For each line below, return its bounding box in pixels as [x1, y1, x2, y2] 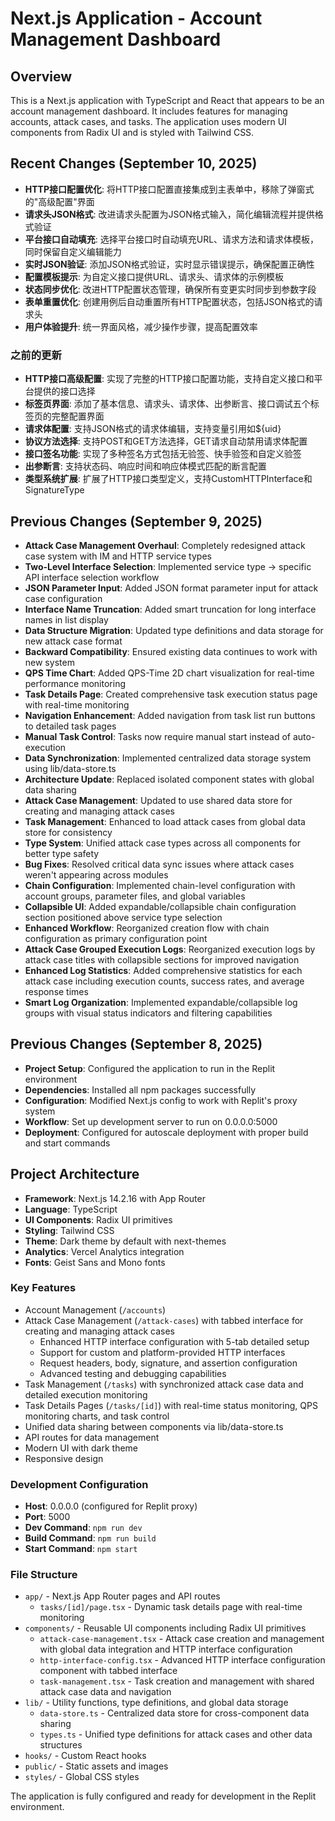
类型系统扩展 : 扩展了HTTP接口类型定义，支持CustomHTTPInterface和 [24, 473, 313, 485]
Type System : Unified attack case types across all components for [24, 837, 301, 849]
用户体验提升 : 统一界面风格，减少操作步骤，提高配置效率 [24, 320, 258, 332]
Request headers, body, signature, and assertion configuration [39, 1357, 298, 1369]
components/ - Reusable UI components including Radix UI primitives [24, 1622, 307, 1634]
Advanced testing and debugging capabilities [39, 1367, 227, 1379]
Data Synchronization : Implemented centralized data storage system [24, 752, 312, 764]
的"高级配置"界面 [24, 195, 95, 207]
